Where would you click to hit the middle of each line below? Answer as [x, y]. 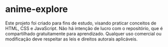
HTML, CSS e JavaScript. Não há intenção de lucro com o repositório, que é [84, 28]
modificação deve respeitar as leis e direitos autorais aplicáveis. [71, 39]
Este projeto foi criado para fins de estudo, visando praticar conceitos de [81, 23]
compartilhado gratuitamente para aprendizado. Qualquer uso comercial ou [83, 33]
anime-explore [36, 9]
